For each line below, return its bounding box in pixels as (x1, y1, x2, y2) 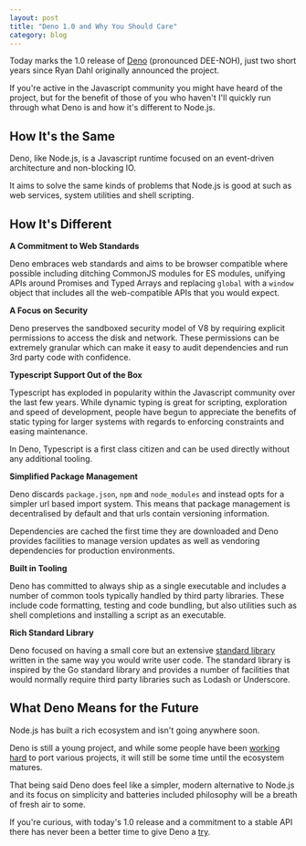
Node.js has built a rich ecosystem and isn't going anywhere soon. (9, 725, 260, 736)
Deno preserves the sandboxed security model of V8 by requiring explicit (9, 323, 286, 333)
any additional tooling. (9, 454, 93, 464)
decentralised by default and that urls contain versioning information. (9, 508, 269, 518)
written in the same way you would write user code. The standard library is (9, 654, 290, 665)
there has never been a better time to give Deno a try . (9, 826, 211, 837)
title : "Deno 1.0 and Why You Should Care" (9, 22, 178, 31)
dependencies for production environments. (9, 545, 175, 556)
